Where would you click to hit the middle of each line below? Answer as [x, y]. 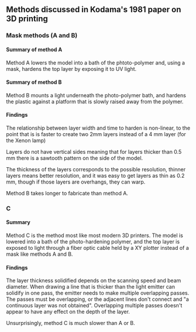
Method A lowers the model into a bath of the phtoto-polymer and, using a [96, 62]
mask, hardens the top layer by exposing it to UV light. [71, 69]
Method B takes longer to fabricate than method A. [67, 193]
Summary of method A [34, 49]
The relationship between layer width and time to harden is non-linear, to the [98, 128]
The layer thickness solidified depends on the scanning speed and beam [94, 280]
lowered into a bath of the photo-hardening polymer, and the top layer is [93, 242]
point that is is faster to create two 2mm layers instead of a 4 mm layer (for [96, 134]
